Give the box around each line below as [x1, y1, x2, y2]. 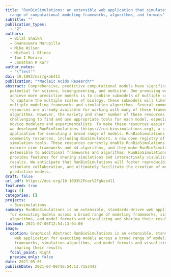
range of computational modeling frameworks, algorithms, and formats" [10, 12, 165, 17]
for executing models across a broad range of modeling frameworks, [10, 212, 158, 217]
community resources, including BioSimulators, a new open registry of [10, 136, 165, 141]
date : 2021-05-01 [5, 259, 42, 265]
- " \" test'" [10, 70, 36, 75]
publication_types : [5, 21, 47, 27]
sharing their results [14, 245, 63, 250]
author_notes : [5, 64, 36, 70]
